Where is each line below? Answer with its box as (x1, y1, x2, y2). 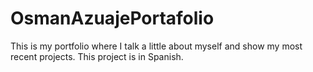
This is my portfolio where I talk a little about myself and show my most (10, 40, 303, 52)
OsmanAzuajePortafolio (10, 7, 215, 30)
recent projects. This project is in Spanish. (10, 50, 184, 62)
